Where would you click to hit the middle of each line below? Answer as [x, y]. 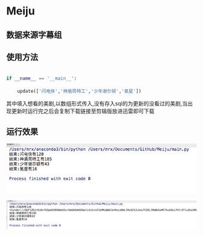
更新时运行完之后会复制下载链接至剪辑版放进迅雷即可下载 [83, 111]
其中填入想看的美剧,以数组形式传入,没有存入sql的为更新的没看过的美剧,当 [97, 103]
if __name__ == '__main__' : [42, 79]
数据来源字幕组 [34, 35]
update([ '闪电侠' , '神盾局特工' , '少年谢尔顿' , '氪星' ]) [79, 92]
